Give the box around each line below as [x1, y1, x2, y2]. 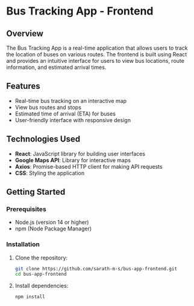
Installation [6, 240, 40, 249]
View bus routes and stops [14, 103, 81, 111]
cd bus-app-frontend [14, 271, 67, 278]
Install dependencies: [14, 282, 69, 290]
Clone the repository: [14, 254, 68, 261]
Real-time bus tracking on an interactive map [14, 97, 127, 104]
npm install [14, 294, 45, 300]
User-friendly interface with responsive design [14, 116, 131, 123]
